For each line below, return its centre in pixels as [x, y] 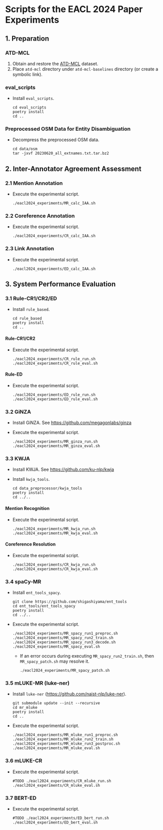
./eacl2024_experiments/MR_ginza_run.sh [55, 442]
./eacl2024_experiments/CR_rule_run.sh [54, 359]
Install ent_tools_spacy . [36, 593]
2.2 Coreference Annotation [40, 216]
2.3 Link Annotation [29, 249]
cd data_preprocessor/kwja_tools [47, 488]
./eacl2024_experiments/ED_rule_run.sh [54, 395]
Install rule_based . [31, 309]
